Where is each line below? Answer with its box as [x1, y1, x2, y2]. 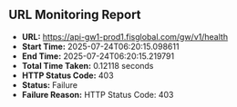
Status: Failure [21, 79, 78, 90]
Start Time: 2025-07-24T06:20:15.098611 [21, 41, 180, 52]
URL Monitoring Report [8, 7, 142, 23]
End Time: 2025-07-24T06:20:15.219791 [21, 50, 175, 62]
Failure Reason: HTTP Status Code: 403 [21, 89, 174, 100]
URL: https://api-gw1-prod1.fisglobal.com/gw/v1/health [21, 31, 229, 42]
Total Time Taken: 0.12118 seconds [21, 60, 154, 71]
